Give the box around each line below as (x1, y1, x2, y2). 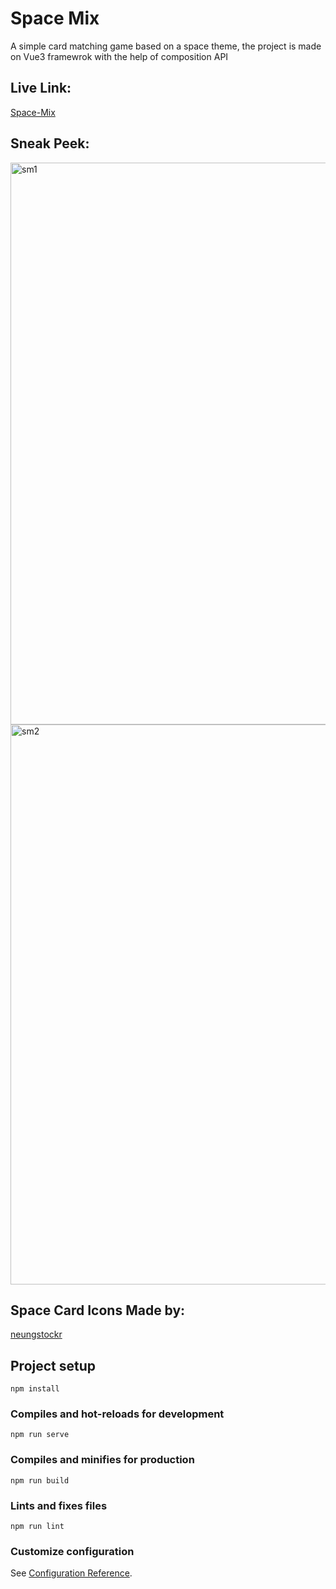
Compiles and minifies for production (10, 1453, 195, 1467)
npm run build (10, 1475, 70, 1486)
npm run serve (10, 1430, 70, 1440)
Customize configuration (10, 1545, 135, 1558)
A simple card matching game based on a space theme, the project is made (10, 40, 322, 52)
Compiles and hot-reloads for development (10, 1407, 225, 1421)
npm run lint (10, 1522, 65, 1532)
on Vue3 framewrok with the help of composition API (10, 50, 229, 62)
